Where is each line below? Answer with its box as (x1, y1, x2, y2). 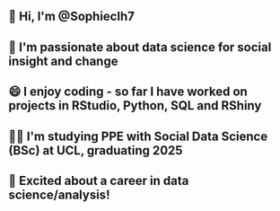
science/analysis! (8, 187, 110, 202)
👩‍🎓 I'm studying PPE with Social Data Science (8, 128, 268, 144)
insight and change (8, 53, 118, 68)
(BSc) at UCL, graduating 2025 (8, 143, 183, 158)
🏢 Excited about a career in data (8, 172, 189, 189)
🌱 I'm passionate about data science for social (8, 40, 272, 55)
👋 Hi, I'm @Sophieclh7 (8, 9, 136, 24)
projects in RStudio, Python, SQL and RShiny (8, 98, 262, 113)
